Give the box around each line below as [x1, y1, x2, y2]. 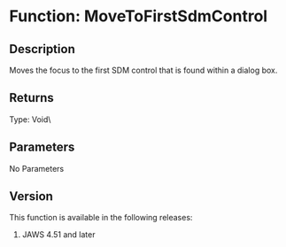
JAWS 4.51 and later [21, 229, 96, 240]
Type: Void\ [9, 113, 51, 125]
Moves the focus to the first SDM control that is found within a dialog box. [9, 65, 278, 75]
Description [9, 42, 75, 57]
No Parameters [9, 163, 65, 174]
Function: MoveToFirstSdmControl [9, 6, 268, 27]
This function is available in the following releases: [9, 212, 193, 223]
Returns [9, 90, 55, 105]
